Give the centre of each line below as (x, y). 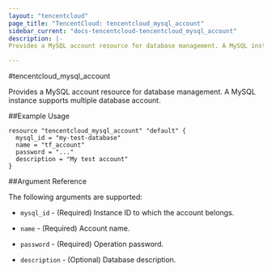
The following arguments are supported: (76, 197)
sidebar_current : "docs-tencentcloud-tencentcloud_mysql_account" (123, 31)
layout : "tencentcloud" (49, 16)
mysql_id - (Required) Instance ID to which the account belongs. (127, 213)
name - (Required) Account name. (75, 228)
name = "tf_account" (50, 145)
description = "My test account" (72, 159)
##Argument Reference (48, 181)
